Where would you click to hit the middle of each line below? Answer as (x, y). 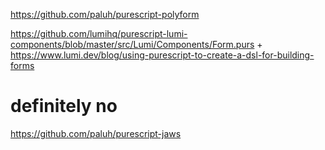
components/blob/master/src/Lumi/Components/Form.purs (132, 44)
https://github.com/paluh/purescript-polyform (105, 14)
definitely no (64, 106)
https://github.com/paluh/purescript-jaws (96, 133)
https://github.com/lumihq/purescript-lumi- (99, 33)
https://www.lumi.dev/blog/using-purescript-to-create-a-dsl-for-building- (162, 55)
